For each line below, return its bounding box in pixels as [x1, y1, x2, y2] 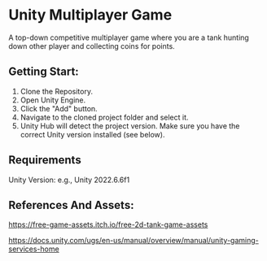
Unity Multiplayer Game [8, 6, 173, 24]
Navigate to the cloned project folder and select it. [20, 112, 189, 122]
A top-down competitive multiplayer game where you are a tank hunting [8, 33, 250, 42]
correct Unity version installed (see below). [20, 129, 165, 139]
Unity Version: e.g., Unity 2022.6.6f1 [8, 175, 130, 185]
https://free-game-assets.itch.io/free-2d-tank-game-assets [8, 220, 208, 229]
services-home [8, 244, 59, 254]
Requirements [8, 153, 81, 167]
